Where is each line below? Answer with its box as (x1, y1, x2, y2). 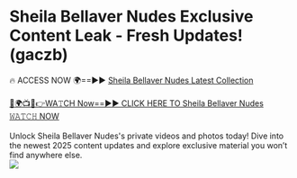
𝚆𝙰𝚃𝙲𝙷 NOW (9, 111, 60, 121)
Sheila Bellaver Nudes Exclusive (9, 6, 254, 27)
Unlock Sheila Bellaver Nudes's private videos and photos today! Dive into (9, 130, 284, 141)
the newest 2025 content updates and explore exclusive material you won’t (9, 139, 288, 150)
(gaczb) (9, 45, 69, 65)
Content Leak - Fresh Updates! (9, 25, 243, 46)
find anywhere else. (9, 149, 83, 160)
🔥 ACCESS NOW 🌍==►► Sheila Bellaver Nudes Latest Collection (9, 75, 254, 85)
